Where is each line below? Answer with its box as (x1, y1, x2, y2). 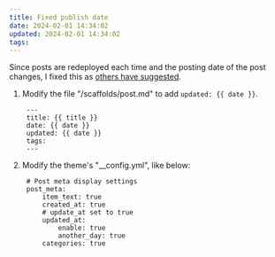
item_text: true (42, 192, 102, 202)
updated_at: (42, 216, 87, 225)
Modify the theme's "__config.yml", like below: (21, 160, 191, 171)
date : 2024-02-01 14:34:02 (9, 21, 109, 30)
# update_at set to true (42, 208, 134, 217)
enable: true (57, 223, 106, 233)
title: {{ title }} (26, 113, 98, 122)
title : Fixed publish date (9, 12, 109, 22)
